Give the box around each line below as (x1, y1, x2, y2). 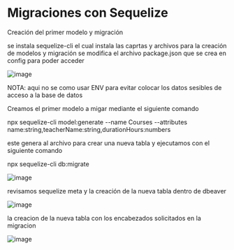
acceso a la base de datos (7, 91, 83, 99)
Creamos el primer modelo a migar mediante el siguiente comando (7, 104, 199, 112)
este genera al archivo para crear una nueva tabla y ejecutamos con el (7, 138, 210, 147)
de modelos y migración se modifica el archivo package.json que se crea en (7, 49, 227, 57)
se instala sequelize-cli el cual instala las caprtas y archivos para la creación (7, 41, 227, 50)
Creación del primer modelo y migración (7, 28, 124, 36)
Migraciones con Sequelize (7, 5, 169, 21)
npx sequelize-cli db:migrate (7, 159, 89, 168)
